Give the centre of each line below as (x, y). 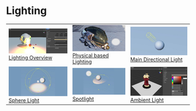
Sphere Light (24, 100)
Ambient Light (147, 100)
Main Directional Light (156, 60)
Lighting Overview (30, 58)
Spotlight (83, 99)
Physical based (90, 56)
